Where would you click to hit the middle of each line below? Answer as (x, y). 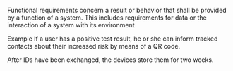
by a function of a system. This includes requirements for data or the (107, 18)
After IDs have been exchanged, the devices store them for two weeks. (110, 60)
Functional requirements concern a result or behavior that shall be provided (117, 10)
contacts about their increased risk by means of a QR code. (94, 46)
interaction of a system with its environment (71, 25)
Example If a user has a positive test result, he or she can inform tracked (113, 39)
